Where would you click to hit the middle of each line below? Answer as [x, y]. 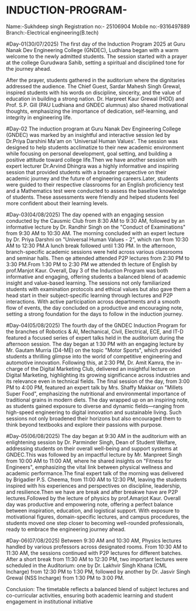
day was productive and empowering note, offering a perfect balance [90, 504]
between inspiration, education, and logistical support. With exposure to [93, 510]
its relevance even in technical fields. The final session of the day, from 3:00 [98, 381]
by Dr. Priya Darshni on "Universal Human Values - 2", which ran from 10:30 [97, 239]
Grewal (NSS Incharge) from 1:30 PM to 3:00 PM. [65, 578]
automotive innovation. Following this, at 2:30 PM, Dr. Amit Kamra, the [90, 363]
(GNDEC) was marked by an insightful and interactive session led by [88, 134]
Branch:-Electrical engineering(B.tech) [52, 32]
